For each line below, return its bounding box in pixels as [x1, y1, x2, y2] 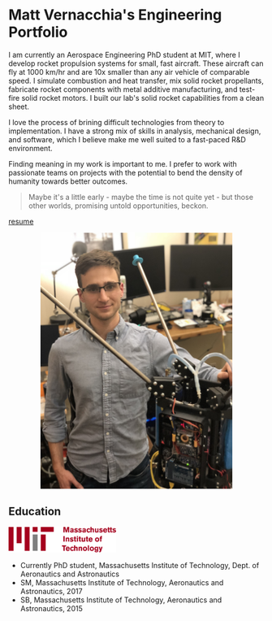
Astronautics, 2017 [19, 586, 83, 596]
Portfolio [8, 23, 68, 41]
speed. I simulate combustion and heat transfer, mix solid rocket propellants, [8, 76, 264, 85]
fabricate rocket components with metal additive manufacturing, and [8, 84, 238, 94]
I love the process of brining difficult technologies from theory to [8, 117, 225, 127]
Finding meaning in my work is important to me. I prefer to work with [8, 159, 237, 168]
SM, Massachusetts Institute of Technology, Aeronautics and [19, 577, 224, 587]
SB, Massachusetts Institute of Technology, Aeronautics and [19, 595, 222, 605]
